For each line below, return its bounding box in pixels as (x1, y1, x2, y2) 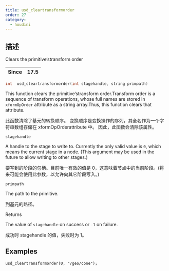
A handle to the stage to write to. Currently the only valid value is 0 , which (5, 143, 161, 149)
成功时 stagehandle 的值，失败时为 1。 (5, 232, 87, 238)
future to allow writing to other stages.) (5, 154, 88, 160)
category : (5, 17, 27, 22)
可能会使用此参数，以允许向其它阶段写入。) (9, 171, 100, 177)
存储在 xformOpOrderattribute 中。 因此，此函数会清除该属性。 (23, 124, 157, 130)
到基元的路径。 (5, 201, 37, 207)
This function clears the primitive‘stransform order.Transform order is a (5, 91, 156, 97)
